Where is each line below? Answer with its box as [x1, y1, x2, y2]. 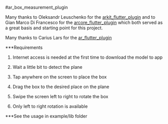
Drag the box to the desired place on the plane [12, 84, 109, 90]
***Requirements [5, 45, 43, 50]
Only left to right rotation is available [12, 103, 88, 109]
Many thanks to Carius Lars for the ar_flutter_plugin [5, 35, 112, 40]
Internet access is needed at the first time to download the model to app [12, 54, 163, 60]
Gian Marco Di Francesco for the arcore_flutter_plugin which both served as [5, 20, 163, 25]
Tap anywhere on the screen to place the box [12, 74, 107, 80]
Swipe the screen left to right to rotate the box [12, 94, 108, 99]
